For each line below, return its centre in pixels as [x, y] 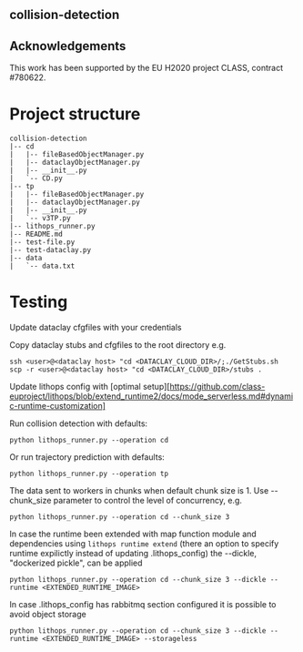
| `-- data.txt [42, 266]
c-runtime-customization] [58, 406]
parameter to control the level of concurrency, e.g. [148, 501]
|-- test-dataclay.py [50, 250]
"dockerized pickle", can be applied [76, 563]
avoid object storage [48, 615]
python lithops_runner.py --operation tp [89, 474]
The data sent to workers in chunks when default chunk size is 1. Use [139, 491]
